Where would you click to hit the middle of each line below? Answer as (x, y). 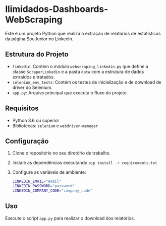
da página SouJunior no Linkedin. (39, 39)
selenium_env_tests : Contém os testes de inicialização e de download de (87, 82)
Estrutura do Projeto (37, 54)
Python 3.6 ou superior (36, 120)
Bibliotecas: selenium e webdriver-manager (55, 126)
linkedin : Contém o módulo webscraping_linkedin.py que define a (80, 66)
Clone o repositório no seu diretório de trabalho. (61, 153)
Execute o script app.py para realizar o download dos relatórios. (70, 218)
